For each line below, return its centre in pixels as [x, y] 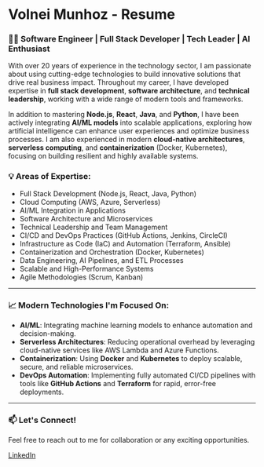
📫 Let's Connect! [42, 420]
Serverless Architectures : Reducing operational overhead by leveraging [137, 342]
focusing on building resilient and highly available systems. [103, 156]
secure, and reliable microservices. [76, 367]
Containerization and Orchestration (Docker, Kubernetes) [112, 252]
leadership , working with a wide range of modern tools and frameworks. [126, 99]
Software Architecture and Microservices [86, 218]
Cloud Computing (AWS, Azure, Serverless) [90, 202]
